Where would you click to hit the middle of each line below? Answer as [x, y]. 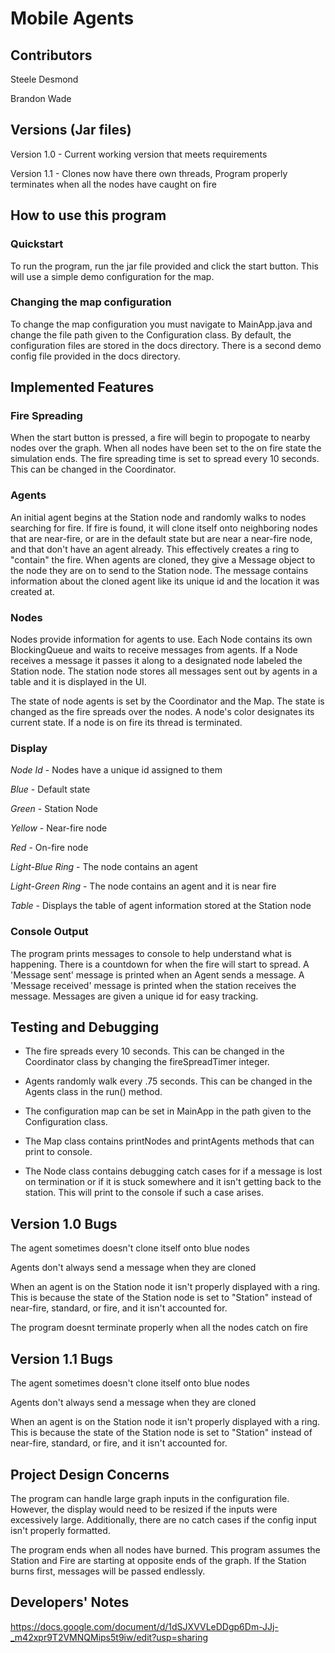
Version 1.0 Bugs [64, 1223]
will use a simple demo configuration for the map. [112, 276]
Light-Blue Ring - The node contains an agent [104, 867]
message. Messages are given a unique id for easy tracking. [134, 996]
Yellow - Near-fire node [59, 828]
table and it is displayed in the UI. [78, 682]
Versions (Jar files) [71, 130]
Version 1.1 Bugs [62, 1358]
